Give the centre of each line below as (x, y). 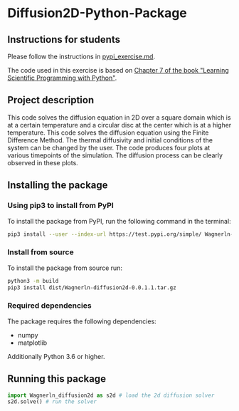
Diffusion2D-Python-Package (97, 13)
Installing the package (58, 186)
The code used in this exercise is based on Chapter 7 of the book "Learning (118, 70)
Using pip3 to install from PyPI (60, 206)
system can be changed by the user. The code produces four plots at (109, 147)
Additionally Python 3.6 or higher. (56, 356)
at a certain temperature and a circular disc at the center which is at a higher (119, 125)
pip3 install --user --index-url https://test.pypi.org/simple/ (105, 234)
